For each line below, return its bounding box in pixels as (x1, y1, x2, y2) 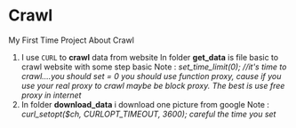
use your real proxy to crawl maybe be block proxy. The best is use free (20, 80, 285, 91)
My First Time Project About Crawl (8, 35, 135, 45)
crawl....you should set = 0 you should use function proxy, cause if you (20, 70, 282, 81)
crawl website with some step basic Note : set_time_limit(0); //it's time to (20, 61, 287, 72)
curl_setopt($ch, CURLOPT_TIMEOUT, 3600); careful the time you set (20, 108, 276, 119)
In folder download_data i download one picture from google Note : (20, 99, 270, 109)
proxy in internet (20, 90, 82, 100)
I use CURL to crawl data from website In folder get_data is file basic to (20, 52, 279, 62)
